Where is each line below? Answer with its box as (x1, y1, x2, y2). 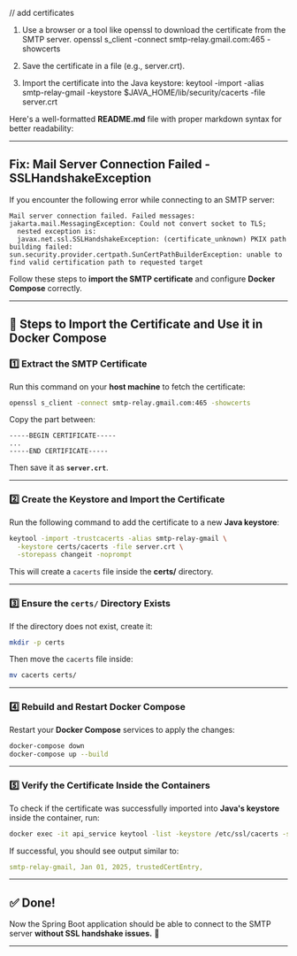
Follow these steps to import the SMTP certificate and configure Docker (9, 274, 276, 284)
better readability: (9, 123, 74, 134)
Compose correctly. (9, 282, 82, 293)
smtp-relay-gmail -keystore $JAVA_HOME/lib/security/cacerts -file (21, 88, 266, 97)
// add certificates (9, 8, 75, 18)
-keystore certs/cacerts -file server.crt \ (17, 542, 184, 551)
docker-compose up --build (9, 750, 109, 759)
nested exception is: (17, 227, 97, 235)
